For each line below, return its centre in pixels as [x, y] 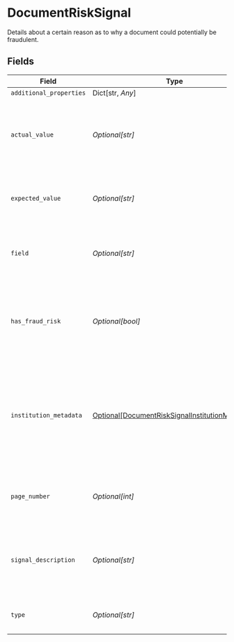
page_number [31, 496]
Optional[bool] [116, 321]
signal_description [43, 560]
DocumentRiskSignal [69, 13]
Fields [21, 62]
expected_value [36, 198]
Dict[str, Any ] [114, 93]
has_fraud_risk [36, 321]
